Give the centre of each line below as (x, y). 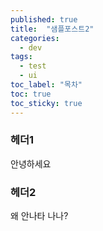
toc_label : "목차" (46, 85)
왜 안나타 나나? (39, 216)
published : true (44, 19)
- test (33, 66)
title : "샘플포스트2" (52, 29)
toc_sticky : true (46, 103)
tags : (21, 57)
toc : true (31, 94)
